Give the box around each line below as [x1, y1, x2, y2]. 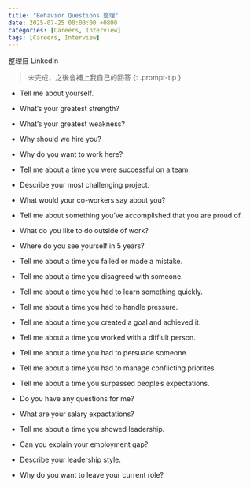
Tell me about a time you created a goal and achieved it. [19, 318, 201, 327]
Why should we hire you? [19, 135, 102, 144]
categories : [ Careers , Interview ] [8, 26, 122, 34]
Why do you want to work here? [19, 150, 123, 159]
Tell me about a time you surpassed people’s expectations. [19, 379, 210, 388]
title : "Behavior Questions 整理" [8, 11, 119, 20]
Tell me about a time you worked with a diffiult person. [19, 333, 197, 343]
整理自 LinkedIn [8, 56, 59, 65]
